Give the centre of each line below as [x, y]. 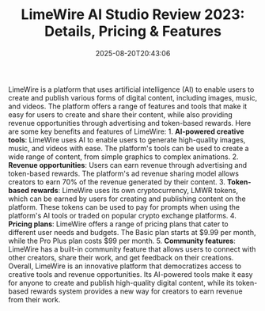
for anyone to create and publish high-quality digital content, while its [121, 283]
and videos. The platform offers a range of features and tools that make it [128, 106]
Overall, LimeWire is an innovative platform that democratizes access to [125, 266]
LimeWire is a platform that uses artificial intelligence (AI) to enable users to [131, 89]
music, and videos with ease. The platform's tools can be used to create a [129, 148]
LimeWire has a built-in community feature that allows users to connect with [132, 249]
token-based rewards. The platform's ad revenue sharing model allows [124, 173]
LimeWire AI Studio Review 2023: [133, 15]
